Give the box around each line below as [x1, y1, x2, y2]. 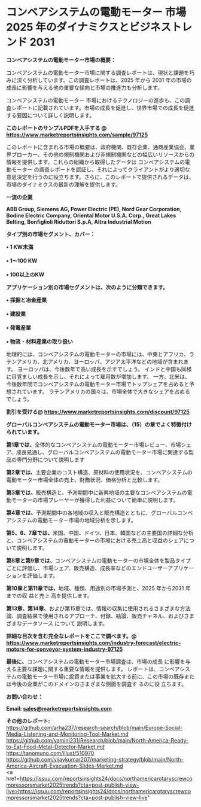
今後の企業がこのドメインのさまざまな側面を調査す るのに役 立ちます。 [11, 680, 187, 687]
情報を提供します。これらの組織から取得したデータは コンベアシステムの [6, 158, 185, 165]
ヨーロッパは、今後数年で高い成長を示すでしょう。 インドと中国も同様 [17, 366, 192, 373]
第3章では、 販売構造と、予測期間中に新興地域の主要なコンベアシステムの [6, 489, 187, 496]
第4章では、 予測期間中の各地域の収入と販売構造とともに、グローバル [6, 509, 178, 516]
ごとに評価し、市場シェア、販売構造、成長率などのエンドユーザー [6, 564, 168, 571]
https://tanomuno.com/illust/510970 [6, 749, 95, 757]
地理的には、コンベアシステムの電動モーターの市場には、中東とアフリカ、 [6, 351, 190, 358]
